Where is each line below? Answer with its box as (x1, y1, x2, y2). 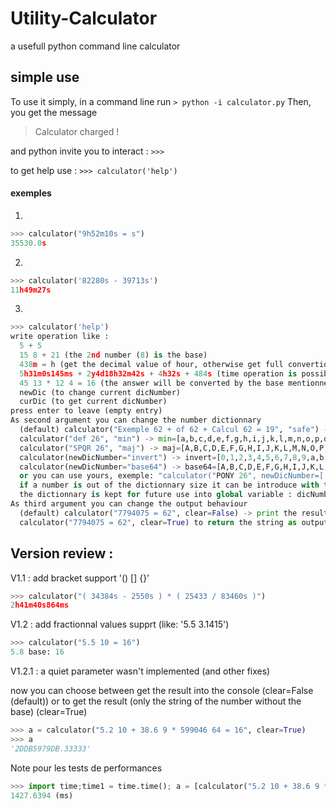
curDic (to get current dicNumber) (19, 397, 168, 407)
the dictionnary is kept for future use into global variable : (19, 490, 293, 500)
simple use (10, 69, 80, 86)
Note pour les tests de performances (10, 762, 163, 774)
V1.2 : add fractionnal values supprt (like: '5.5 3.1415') (10, 618, 230, 631)
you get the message (10, 106, 98, 118)
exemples (10, 187, 52, 199)
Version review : (10, 545, 114, 562)
